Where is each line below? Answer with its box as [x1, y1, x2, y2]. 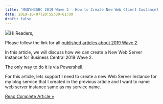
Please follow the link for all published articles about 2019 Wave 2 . [5, 40, 139, 46]
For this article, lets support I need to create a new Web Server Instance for [5, 74, 157, 79]
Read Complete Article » [5, 94, 54, 100]
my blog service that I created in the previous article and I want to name [5, 79, 150, 85]
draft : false [5, 16, 32, 21]
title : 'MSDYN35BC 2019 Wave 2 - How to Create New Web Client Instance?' [5, 7, 161, 12]
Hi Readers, [10, 30, 34, 36]
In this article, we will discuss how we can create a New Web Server [5, 50, 142, 55]
